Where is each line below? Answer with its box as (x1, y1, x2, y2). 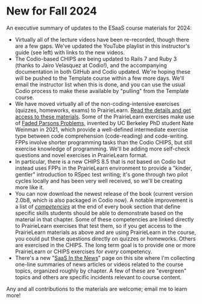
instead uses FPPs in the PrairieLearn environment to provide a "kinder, (14, 164, 193, 172)
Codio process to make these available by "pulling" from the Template (14, 87, 189, 94)
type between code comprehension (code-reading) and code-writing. (14, 132, 189, 140)
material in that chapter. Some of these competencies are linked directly (14, 216, 194, 223)
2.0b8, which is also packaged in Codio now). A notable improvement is (14, 196, 194, 204)
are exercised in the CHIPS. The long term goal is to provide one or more (14, 241, 196, 248)
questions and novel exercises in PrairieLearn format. (14, 151, 148, 158)
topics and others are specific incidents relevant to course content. (14, 273, 182, 280)
